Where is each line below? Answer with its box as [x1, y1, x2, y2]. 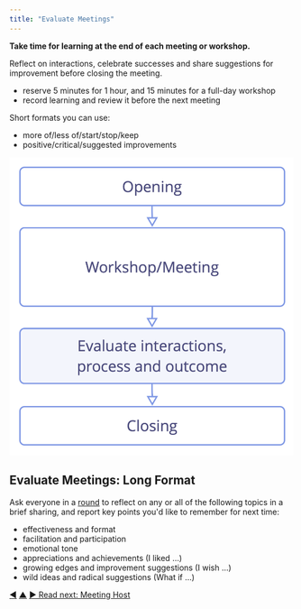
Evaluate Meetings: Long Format [9, 473, 196, 488]
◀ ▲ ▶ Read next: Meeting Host [9, 589, 131, 600]
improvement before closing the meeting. [9, 68, 163, 78]
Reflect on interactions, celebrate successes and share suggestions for [9, 58, 274, 69]
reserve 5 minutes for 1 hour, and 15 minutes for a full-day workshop [22, 85, 277, 96]
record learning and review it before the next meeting [22, 95, 221, 106]
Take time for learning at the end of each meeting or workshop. [9, 41, 251, 51]
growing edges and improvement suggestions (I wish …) [22, 562, 232, 573]
